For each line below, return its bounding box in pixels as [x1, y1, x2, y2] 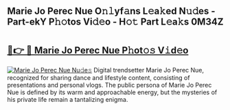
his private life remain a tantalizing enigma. [7, 96, 128, 103]
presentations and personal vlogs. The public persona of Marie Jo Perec [7, 81, 212, 89]
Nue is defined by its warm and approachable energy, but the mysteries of [7, 88, 218, 96]
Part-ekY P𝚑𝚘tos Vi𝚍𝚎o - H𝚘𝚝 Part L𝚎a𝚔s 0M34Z [7, 16, 224, 28]
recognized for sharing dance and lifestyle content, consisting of [7, 74, 190, 81]
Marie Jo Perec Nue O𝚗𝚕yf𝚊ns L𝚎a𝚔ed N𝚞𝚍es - [7, 5, 216, 17]
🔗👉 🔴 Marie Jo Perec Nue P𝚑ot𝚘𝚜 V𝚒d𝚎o [7, 44, 189, 56]
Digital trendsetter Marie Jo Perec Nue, [93, 66, 205, 74]
